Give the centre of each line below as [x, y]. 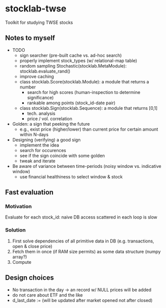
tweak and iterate [37, 161]
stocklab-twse [36, 9]
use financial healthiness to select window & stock [71, 176]
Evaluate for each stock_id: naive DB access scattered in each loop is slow [81, 217]
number [28, 87]
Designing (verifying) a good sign [46, 140]
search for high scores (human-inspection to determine [83, 92]
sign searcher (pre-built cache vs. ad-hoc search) [71, 55]
